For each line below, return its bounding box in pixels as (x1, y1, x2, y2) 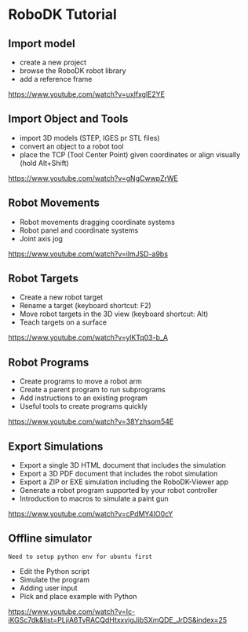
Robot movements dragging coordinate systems (19, 217, 175, 226)
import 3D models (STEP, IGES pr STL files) (19, 133, 160, 142)
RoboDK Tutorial (8, 6, 118, 24)
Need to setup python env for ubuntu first (8, 553, 153, 560)
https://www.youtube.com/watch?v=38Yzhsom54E (8, 417, 174, 426)
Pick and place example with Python (19, 591, 137, 601)
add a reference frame (19, 75, 93, 83)
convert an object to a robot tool (19, 141, 124, 151)
